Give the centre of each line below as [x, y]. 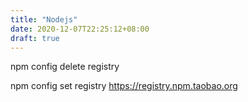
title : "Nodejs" [44, 19]
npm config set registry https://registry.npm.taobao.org [124, 86]
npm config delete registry [65, 67]
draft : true [35, 38]
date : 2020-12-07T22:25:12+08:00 [80, 29]
